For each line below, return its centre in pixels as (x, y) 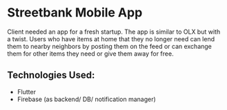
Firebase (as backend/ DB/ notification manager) (87, 99)
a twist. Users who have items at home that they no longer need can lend (111, 38)
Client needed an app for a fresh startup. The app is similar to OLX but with (114, 32)
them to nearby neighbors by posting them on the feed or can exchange (110, 46)
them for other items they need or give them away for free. (90, 54)
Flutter (27, 91)
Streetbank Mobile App (75, 13)
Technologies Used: (51, 75)
